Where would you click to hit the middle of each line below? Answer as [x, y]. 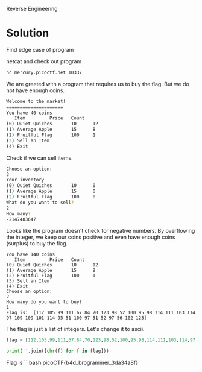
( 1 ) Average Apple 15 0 [51, 191]
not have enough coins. [36, 90]
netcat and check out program [44, 61]
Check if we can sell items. [40, 158]
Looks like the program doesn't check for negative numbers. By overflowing [101, 231]
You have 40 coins [29, 113]
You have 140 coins [31, 255]
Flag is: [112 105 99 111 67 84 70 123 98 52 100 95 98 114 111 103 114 [101, 313]
